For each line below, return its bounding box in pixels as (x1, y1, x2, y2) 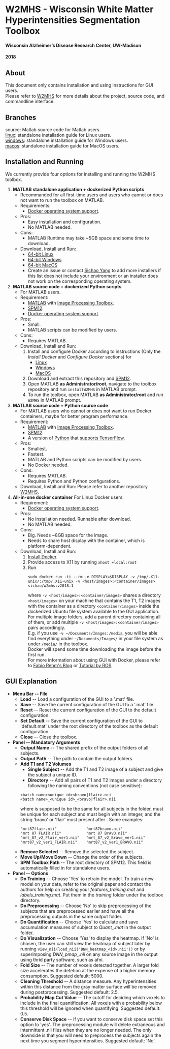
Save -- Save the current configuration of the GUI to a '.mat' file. (20, 701, 155, 707)
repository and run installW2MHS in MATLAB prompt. (27, 386, 137, 392)
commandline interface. (5, 98, 55, 105)
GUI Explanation (5, 677, 57, 686)
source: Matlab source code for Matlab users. (5, 127, 101, 133)
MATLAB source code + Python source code (12, 402, 108, 408)
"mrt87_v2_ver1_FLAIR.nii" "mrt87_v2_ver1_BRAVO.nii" (20, 840, 144, 845)
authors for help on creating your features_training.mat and (20, 886, 145, 892)
